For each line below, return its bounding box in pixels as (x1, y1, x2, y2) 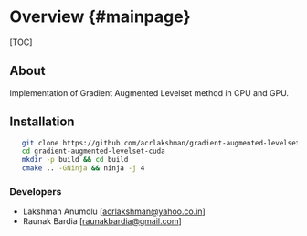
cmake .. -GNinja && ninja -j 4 (21, 164, 145, 173)
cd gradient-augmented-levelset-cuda (21, 146, 166, 156)
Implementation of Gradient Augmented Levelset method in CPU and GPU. (9, 87, 290, 98)
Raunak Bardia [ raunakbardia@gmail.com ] (22, 216, 183, 227)
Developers (9, 185, 62, 198)
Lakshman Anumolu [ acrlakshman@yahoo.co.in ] (22, 206, 206, 217)
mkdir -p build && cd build (21, 156, 129, 165)
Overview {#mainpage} (9, 6, 191, 27)
